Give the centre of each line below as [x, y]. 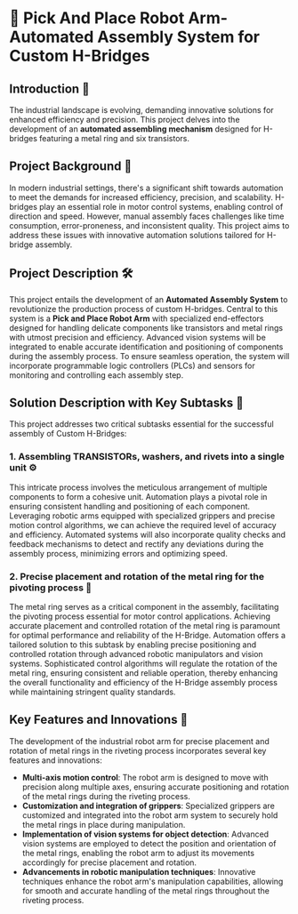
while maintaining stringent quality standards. [93, 692]
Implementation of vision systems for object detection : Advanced [145, 834]
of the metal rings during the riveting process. [106, 796]
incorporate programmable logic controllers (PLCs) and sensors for [132, 365]
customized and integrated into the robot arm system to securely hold [150, 815]
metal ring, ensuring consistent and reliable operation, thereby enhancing [144, 673]
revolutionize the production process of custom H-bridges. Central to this [144, 309]
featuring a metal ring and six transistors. [114, 138]
